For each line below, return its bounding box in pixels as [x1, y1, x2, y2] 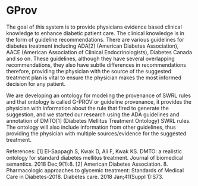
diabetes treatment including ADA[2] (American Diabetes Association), [6, 42, 179, 49]
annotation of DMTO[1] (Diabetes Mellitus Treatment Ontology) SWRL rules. [6, 117, 191, 124]
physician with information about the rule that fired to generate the [6, 104, 169, 111]
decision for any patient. [6, 80, 66, 87]
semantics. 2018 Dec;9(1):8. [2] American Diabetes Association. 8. [6, 160, 168, 168]
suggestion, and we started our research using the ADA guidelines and [6, 111, 180, 118]
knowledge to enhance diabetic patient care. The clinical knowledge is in [6, 29, 185, 36]
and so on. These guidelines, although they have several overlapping [6, 55, 175, 62]
